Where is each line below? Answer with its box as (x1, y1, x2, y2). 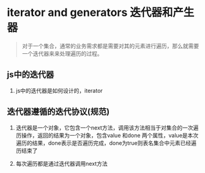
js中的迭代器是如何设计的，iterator (15, 87, 103, 94)
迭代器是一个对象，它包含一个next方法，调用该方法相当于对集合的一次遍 (15, 123, 199, 131)
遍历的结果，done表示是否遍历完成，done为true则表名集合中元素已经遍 (15, 139, 196, 147)
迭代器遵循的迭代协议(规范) (7, 106, 110, 117)
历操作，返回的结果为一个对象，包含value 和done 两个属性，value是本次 (15, 131, 199, 139)
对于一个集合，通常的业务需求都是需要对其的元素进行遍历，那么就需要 (21, 42, 199, 50)
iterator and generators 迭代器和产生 (7, 6, 195, 20)
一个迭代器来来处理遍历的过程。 (21, 50, 103, 57)
